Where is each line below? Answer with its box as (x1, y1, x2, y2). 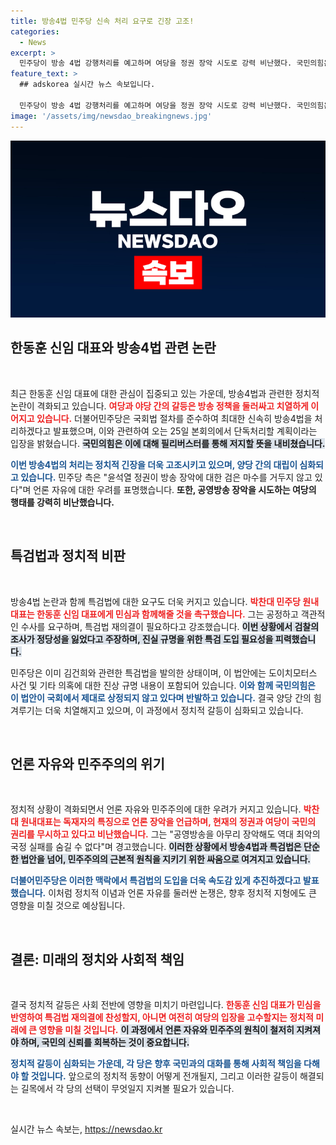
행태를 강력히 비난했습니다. (10, 496, 115, 508)
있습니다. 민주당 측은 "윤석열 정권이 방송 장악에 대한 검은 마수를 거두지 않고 (20, 471, 313, 483)
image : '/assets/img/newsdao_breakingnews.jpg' (10, 111, 213, 121)
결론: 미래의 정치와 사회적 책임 (10, 951, 185, 968)
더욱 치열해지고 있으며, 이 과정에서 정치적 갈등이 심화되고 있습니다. (44, 704, 304, 716)
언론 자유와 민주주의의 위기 (10, 756, 165, 773)
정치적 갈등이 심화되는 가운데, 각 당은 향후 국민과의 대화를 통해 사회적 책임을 (10, 1058, 302, 1070)
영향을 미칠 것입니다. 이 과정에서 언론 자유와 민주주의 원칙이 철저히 (38, 1024, 295, 1036)
